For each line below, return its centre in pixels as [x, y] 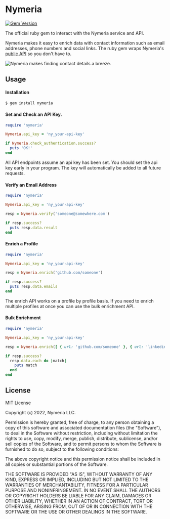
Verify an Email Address [31, 185]
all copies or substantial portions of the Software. [56, 464]
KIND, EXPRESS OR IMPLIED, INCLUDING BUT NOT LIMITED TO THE [77, 480]
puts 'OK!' [21, 148]
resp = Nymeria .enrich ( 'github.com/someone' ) [54, 273]
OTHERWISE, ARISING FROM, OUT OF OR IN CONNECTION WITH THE [79, 506]
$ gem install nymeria [29, 103]
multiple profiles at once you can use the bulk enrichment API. [70, 306]
